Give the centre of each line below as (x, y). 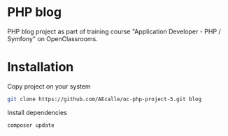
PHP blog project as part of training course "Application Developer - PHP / (114, 31)
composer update (31, 125)
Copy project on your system (49, 86)
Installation (41, 67)
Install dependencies (37, 112)
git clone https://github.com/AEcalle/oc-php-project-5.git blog (104, 99)
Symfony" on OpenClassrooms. (52, 38)
